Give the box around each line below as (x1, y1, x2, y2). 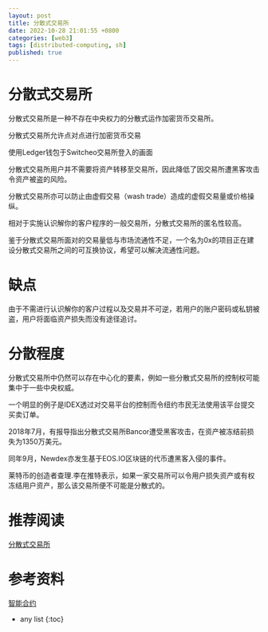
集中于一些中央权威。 (8, 382, 78, 392)
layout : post (8, 11, 52, 20)
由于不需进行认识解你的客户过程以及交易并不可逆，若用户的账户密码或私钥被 (8, 304, 260, 314)
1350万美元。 (22, 436, 66, 446)
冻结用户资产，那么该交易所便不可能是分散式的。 (8, 480, 169, 490)
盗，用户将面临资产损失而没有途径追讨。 (8, 314, 141, 323)
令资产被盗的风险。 (8, 174, 72, 184)
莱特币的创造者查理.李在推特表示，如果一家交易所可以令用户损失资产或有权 (8, 470, 255, 480)
